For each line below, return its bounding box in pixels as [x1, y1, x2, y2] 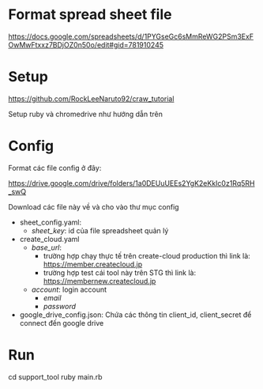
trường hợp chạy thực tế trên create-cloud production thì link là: [43, 251, 250, 260]
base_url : [31, 243, 62, 252]
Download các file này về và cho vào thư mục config [8, 202, 179, 211]
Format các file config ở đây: [8, 163, 102, 172]
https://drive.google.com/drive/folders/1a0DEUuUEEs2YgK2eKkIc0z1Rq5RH [8, 178, 255, 187]
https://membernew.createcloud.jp [43, 276, 156, 285]
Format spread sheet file [8, 6, 172, 24]
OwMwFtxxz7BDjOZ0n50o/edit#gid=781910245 [8, 40, 164, 49]
